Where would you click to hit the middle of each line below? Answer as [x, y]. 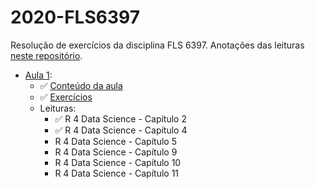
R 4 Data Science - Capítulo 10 [118, 162]
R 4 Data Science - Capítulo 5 [115, 141]
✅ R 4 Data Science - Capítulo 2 [120, 118]
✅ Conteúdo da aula [81, 85]
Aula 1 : [38, 75]
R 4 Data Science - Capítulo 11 [117, 173]
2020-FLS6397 [75, 17]
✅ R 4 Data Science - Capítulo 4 [121, 130]
